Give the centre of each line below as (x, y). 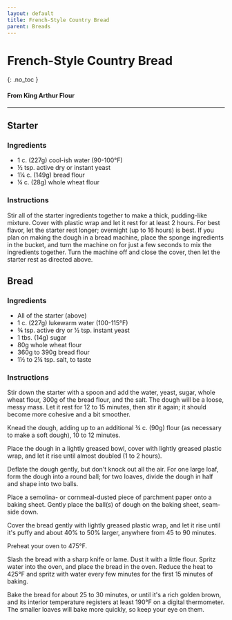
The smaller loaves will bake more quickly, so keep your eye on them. (106, 610)
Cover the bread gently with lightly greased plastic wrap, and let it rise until (114, 525)
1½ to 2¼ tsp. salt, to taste (54, 360)
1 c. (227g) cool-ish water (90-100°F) (70, 160)
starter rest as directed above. (50, 259)
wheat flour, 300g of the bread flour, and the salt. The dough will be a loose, (116, 400)
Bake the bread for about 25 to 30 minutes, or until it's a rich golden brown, (114, 595)
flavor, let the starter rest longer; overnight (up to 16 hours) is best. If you (110, 230)
